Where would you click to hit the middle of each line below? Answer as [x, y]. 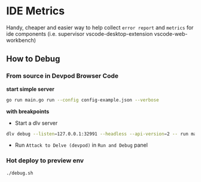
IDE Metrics [36, 11]
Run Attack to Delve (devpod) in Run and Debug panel [81, 145]
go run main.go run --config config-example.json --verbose [83, 100]
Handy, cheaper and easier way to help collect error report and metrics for [100, 27]
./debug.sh [20, 173]
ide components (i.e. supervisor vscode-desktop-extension [80, 33]
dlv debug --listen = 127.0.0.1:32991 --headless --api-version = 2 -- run [97, 134]
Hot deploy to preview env [45, 161]
